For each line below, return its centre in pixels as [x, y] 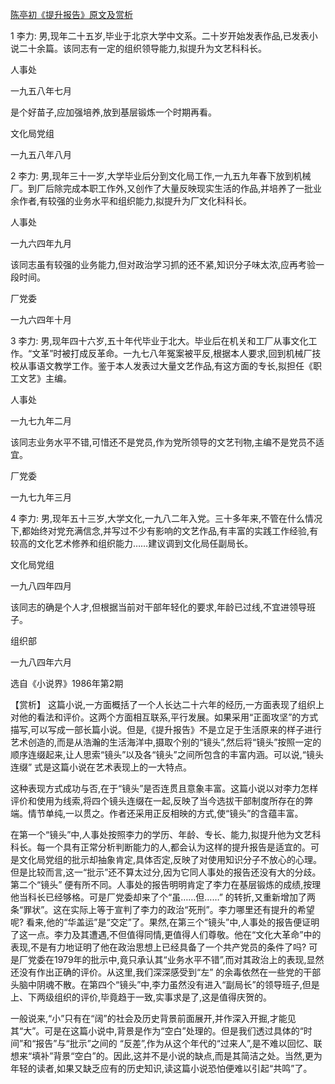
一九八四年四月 [41, 586]
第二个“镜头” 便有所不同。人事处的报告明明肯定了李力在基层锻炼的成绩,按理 [166, 884]
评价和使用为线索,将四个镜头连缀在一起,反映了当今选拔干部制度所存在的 [157, 801]
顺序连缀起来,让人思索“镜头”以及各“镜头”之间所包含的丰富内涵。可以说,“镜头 [167, 754]
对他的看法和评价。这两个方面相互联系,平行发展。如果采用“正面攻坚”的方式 [164, 717]
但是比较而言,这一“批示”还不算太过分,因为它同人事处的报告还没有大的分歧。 [166, 872]
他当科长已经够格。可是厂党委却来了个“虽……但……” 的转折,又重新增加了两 [163, 897]
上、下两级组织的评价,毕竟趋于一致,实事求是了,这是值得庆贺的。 [141, 997]
